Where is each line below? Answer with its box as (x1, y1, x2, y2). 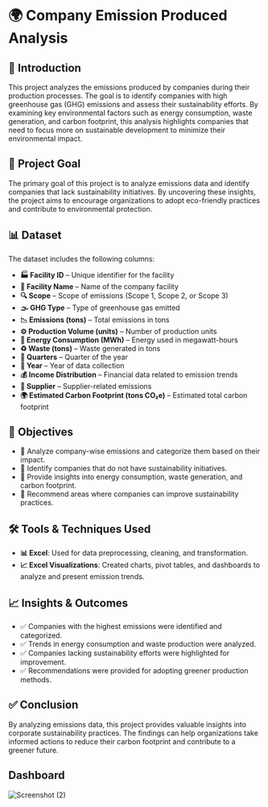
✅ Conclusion (8, 698, 79, 712)
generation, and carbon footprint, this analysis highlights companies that (8, 117, 249, 126)
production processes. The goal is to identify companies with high (8, 91, 228, 101)
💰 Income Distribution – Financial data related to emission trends (19, 370, 238, 379)
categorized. (19, 631, 63, 640)
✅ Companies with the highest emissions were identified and (19, 622, 223, 631)
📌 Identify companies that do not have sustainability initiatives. (19, 464, 228, 474)
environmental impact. (8, 134, 83, 143)
